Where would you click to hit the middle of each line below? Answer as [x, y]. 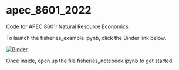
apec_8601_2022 [49, 10]
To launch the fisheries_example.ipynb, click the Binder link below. [86, 38]
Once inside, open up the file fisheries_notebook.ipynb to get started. [90, 61]
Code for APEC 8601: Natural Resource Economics [67, 26]
